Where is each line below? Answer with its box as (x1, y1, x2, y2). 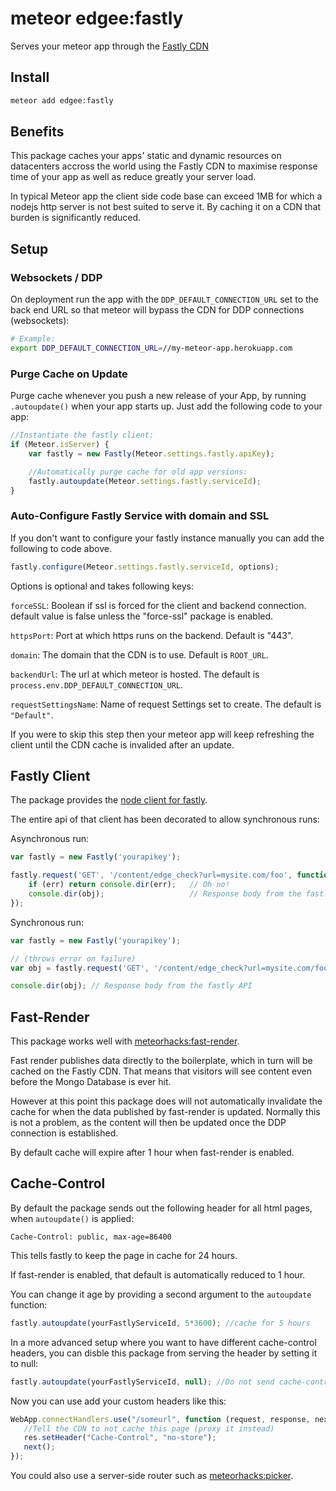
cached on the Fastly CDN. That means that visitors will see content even (10, 1065, 312, 1077)
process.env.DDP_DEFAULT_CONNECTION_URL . (10, 678, 184, 691)
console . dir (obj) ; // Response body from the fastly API (10, 981, 253, 991)
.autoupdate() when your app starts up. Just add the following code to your (10, 400, 323, 412)
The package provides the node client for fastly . (10, 794, 208, 806)
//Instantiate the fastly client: (10, 430, 155, 441)
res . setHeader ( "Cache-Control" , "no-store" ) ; (23, 1433, 217, 1443)
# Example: (10, 334, 56, 344)
